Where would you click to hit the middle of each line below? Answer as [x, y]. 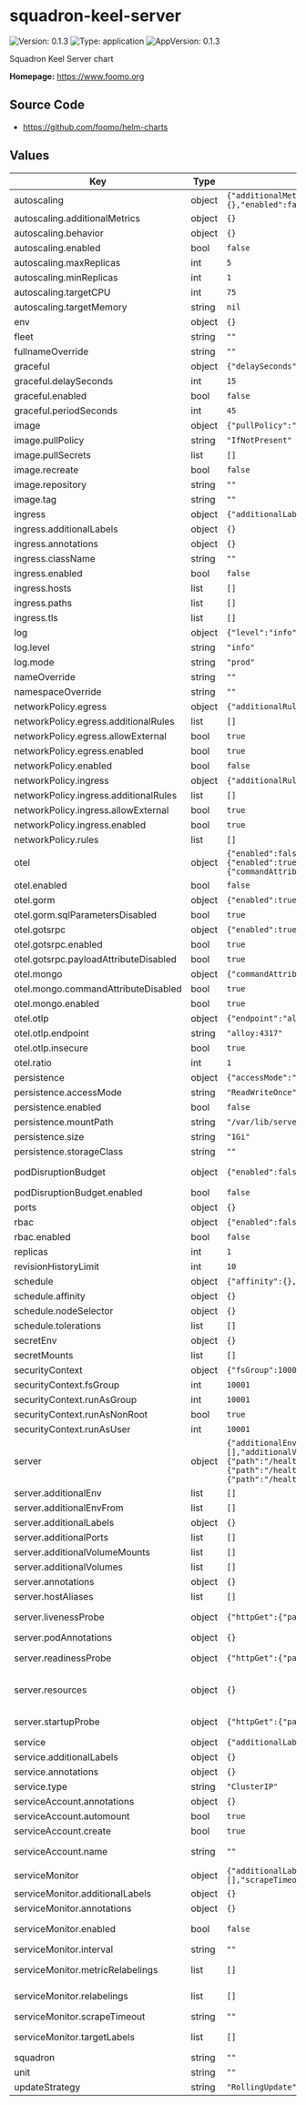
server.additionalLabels [64, 1522]
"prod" [240, 662]
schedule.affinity [50, 1296]
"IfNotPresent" [260, 440]
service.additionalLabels [66, 1756]
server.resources [51, 1690]
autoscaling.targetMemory [71, 307]
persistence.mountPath [64, 1122]
